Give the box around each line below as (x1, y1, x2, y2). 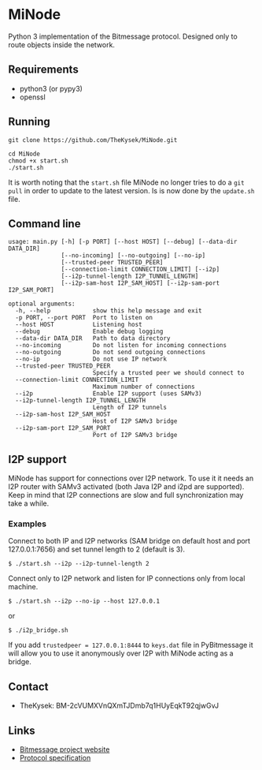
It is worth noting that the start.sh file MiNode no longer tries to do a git (8, 178, 245, 187)
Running (8, 115, 51, 129)
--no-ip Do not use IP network (15, 355, 168, 364)
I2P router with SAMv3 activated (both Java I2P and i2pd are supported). (8, 482, 245, 492)
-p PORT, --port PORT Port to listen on (15, 314, 153, 322)
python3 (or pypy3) (19, 84, 83, 93)
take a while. (8, 499, 50, 508)
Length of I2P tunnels (92, 404, 168, 412)
